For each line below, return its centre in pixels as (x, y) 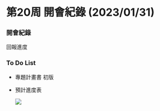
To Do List (21, 63)
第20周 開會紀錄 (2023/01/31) (80, 12)
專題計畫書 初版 (34, 77)
